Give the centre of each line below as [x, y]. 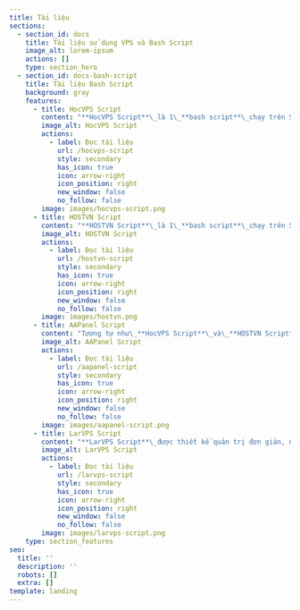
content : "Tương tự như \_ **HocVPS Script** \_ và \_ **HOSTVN [151, 334]
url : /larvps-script [95, 475]
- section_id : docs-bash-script [78, 76]
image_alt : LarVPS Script [90, 450]
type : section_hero [62, 68]
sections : [28, 26]
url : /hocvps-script [95, 150]
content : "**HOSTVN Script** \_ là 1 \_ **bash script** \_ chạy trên [163, 225]
